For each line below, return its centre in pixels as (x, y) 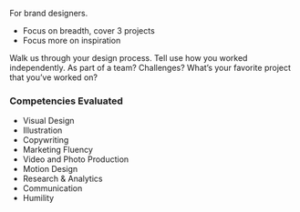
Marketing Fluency (58, 150)
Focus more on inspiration (72, 40)
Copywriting (46, 140)
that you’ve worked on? (54, 77)
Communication (52, 188)
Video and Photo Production (76, 159)
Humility (38, 198)
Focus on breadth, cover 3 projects (88, 30)
